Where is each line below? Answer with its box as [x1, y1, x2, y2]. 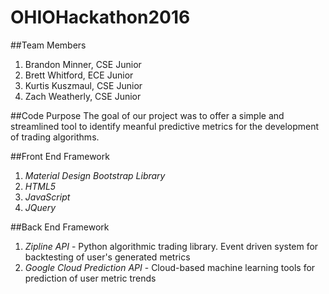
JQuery [24, 201, 57, 213]
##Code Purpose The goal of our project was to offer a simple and [10, 109, 285, 121]
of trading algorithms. [10, 131, 100, 143]
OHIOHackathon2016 [10, 6, 191, 29]
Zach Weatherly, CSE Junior [24, 90, 142, 102]
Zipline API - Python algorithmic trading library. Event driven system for [24, 240, 319, 252]
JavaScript [24, 191, 71, 203]
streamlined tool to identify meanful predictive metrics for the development [10, 120, 320, 132]
